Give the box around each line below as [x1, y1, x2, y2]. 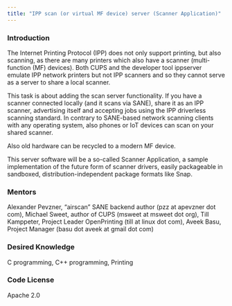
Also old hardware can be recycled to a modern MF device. [7, 141, 177, 150]
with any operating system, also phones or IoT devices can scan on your [7, 120, 214, 129]
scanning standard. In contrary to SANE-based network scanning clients [7, 114, 214, 122]
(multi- [190, 56, 211, 64]
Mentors [7, 187, 37, 197]
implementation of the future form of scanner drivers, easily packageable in [7, 162, 223, 170]
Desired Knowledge [7, 242, 75, 252]
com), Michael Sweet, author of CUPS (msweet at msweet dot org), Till [7, 210, 209, 219]
